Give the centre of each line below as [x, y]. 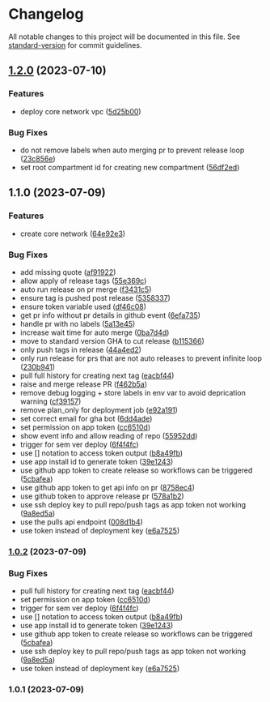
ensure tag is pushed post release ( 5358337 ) [95, 297]
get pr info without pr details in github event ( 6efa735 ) [110, 315]
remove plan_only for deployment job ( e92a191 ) [99, 409]
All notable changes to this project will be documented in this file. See [124, 36]
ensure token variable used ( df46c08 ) [83, 306]
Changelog [46, 14]
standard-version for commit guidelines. [75, 45]
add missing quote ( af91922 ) [68, 272]
